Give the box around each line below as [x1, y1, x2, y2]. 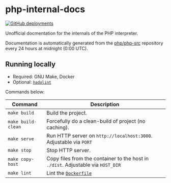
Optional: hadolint [12, 79, 52, 85]
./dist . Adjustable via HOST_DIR [46, 161, 121, 168]
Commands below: [5, 89, 45, 95]
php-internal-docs [5, 4, 85, 15]
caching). [46, 124, 70, 131]
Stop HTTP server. [46, 147, 91, 154]
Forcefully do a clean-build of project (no [46, 118, 146, 125]
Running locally [5, 60, 56, 69]
